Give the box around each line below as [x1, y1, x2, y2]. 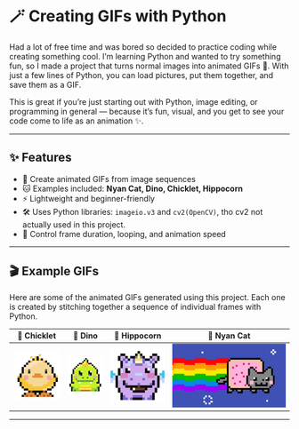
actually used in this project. [21, 218, 126, 230]
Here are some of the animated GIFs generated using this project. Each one [9, 291, 287, 302]
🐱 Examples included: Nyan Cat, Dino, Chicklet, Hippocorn [21, 183, 243, 194]
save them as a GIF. [9, 79, 82, 90]
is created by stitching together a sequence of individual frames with [9, 301, 262, 312]
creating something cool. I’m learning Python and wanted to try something [9, 51, 281, 61]
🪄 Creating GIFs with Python [9, 6, 227, 27]
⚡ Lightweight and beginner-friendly [21, 193, 156, 203]
